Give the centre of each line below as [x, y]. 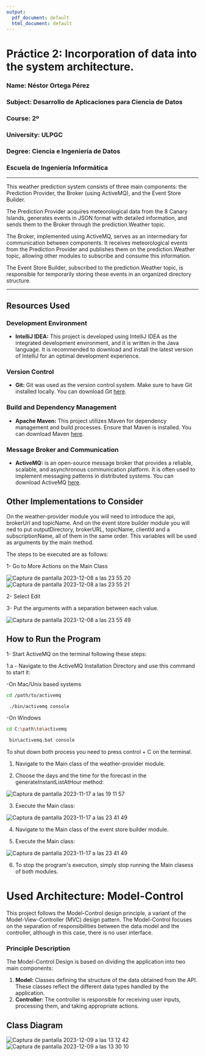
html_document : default [42, 23]
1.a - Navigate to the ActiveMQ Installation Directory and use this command [101, 666]
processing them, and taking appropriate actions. [77, 1006]
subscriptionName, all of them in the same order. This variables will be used [102, 536]
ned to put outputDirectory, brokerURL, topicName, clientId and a [88, 529]
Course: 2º [23, 119]
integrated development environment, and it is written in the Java [97, 343]
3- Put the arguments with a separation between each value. [82, 608]
